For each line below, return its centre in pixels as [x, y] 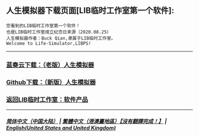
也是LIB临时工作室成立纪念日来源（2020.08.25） [59, 32]
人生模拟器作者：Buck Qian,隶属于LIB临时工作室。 [61, 38]
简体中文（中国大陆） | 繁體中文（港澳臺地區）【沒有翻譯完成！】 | [86, 121]
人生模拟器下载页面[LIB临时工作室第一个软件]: [90, 11]
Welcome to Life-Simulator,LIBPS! [49, 43]
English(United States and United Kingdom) [61, 128]
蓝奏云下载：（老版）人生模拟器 [50, 65]
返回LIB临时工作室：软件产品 [47, 99]
